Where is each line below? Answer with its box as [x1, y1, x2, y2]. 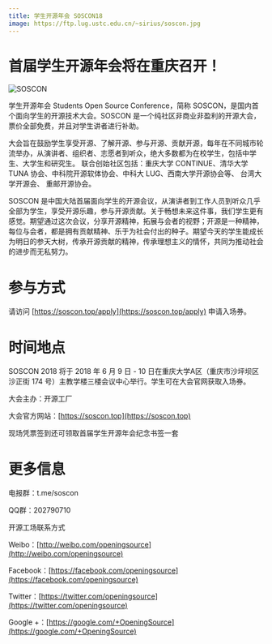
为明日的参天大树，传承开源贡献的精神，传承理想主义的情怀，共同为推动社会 [8, 237, 264, 247]
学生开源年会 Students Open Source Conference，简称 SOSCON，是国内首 [8, 101, 259, 110]
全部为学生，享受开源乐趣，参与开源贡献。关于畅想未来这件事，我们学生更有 [8, 206, 264, 216]
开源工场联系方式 [8, 522, 66, 532]
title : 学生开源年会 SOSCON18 [8, 11, 103, 20]
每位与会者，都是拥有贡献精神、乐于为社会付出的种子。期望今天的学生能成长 [8, 226, 264, 236]
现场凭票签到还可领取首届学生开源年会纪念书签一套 [8, 428, 179, 438]
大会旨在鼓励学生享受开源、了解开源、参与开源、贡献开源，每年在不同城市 [8, 139, 257, 148]
